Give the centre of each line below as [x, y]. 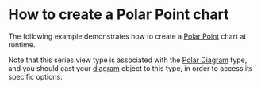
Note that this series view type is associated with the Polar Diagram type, [128, 60]
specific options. [36, 76]
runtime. [22, 44]
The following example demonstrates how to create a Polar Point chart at [127, 36]
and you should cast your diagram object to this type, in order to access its [130, 68]
